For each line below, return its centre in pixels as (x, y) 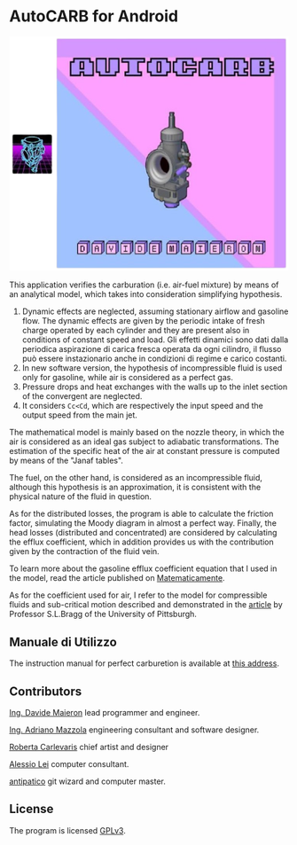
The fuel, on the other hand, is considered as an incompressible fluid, (136, 478)
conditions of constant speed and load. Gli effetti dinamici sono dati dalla (155, 340)
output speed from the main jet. (79, 415)
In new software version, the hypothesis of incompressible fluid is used (152, 368)
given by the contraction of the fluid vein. (84, 552)
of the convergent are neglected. (82, 396)
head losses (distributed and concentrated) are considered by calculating (143, 533)
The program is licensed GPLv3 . (67, 830)
